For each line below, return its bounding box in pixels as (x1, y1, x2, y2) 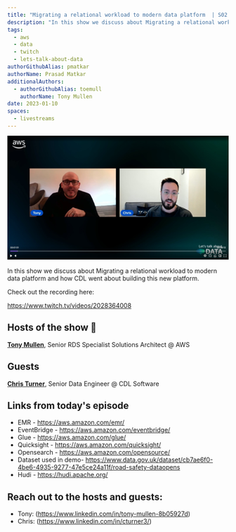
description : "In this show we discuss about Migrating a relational (7, 18, 216, 26)
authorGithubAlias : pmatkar (7, 63, 90, 70)
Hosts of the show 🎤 (7, 322, 97, 334)
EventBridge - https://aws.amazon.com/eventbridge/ (17, 426, 171, 434)
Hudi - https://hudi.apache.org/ (17, 471, 108, 479)
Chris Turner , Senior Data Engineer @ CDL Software (7, 379, 159, 388)
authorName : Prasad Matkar (7, 70, 86, 77)
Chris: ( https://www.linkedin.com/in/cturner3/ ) (17, 517, 152, 526)
